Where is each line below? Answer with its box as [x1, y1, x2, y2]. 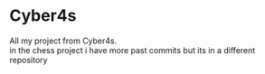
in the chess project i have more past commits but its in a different [9, 44, 256, 55]
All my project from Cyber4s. [9, 35, 118, 46]
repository [9, 54, 48, 65]
